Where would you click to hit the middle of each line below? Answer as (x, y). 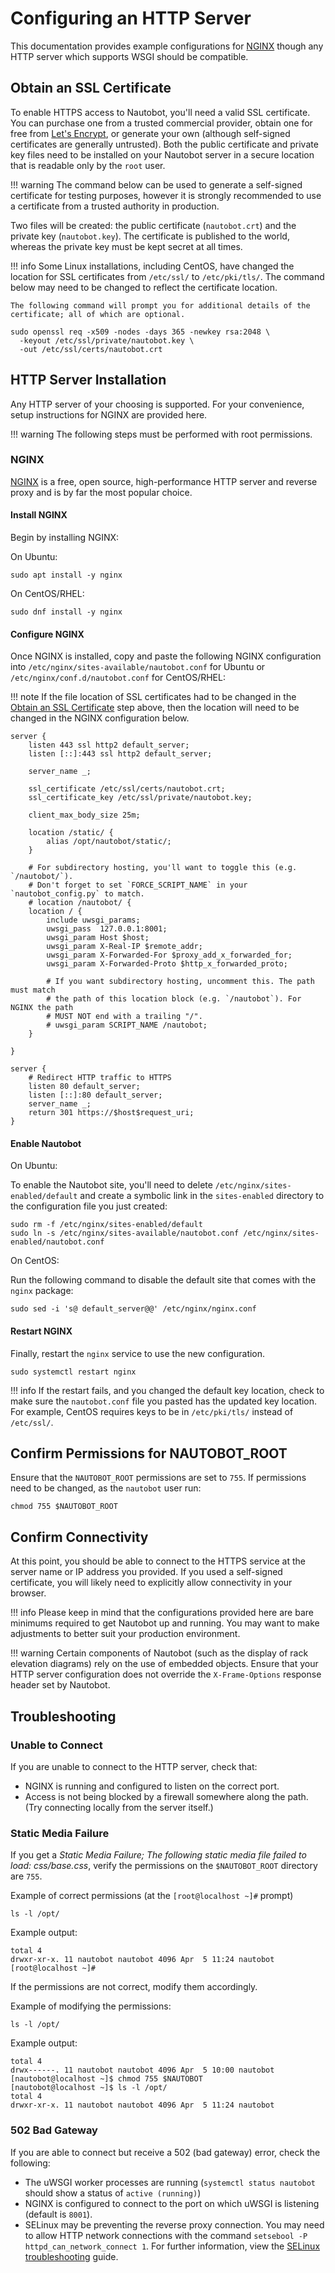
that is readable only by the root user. (88, 165)
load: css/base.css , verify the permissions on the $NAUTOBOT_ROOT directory (164, 1866)
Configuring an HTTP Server (131, 18)
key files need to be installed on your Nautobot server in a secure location (162, 154)
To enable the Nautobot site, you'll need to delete (111, 1185)
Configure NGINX (47, 634)
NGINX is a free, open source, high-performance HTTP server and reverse (164, 481)
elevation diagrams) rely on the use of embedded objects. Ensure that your (164, 1664)
